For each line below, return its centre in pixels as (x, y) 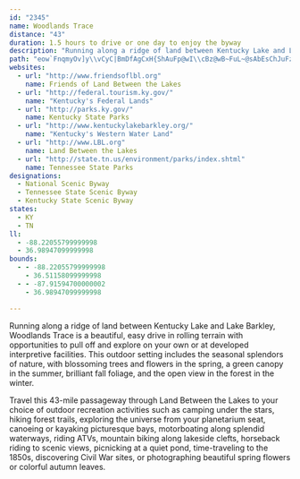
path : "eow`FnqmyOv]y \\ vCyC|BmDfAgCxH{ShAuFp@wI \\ (105, 59)
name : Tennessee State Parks (79, 167)
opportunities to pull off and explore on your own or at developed (129, 345)
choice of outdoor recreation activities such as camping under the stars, (142, 409)
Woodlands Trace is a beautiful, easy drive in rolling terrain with (126, 335)
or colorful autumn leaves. (58, 466)
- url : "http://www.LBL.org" (71, 142)
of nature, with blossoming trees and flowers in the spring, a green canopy (146, 364)
